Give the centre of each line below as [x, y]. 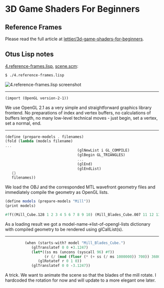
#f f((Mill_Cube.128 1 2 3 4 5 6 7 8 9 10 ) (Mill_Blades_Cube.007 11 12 [80, 215]
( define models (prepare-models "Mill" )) [48, 201]
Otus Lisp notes [29, 54]
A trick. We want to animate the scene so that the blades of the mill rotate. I [81, 275]
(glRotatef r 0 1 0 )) [60, 261]
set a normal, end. [23, 123]
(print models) [20, 206]
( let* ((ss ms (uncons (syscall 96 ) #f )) [73, 252]
